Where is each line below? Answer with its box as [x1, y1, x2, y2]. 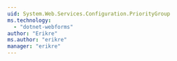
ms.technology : [7, 17, 52, 24]
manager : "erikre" [7, 43, 61, 50]
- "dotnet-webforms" [13, 23, 73, 30]
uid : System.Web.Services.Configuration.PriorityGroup [7, 10, 171, 18]
